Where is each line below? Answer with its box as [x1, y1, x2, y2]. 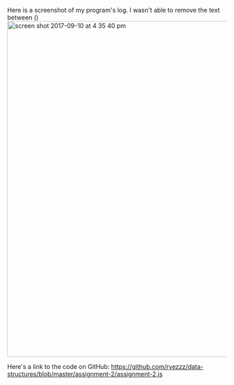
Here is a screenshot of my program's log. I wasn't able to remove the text [7, 6, 221, 14]
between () [7, 13, 39, 22]
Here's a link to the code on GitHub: [7, 363, 110, 370]
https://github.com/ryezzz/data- [111, 363, 204, 370]
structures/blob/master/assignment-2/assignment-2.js [7, 370, 163, 378]
